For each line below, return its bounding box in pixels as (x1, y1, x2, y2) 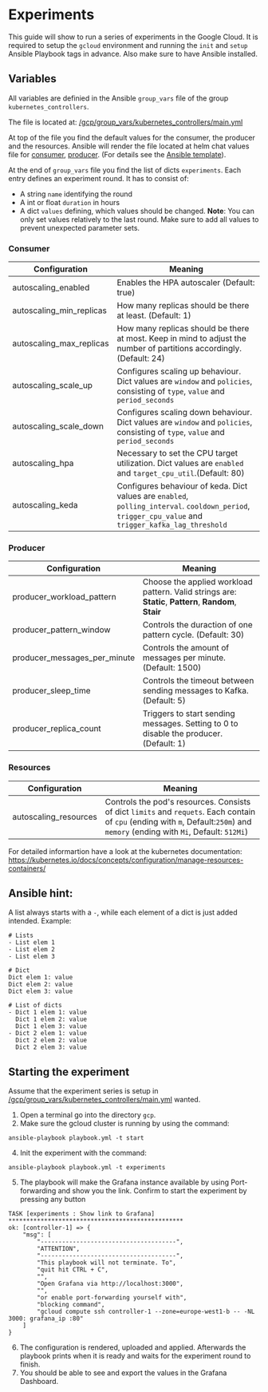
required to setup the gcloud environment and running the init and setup (8, 40, 249, 49)
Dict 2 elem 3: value (15, 1043, 88, 1051)
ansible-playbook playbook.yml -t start (8, 1134, 145, 1142)
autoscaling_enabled (12, 282, 90, 293)
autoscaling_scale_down (12, 421, 104, 432)
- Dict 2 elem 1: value (8, 1030, 88, 1038)
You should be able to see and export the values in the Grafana (19, 1368, 227, 1378)
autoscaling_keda (12, 500, 78, 511)
